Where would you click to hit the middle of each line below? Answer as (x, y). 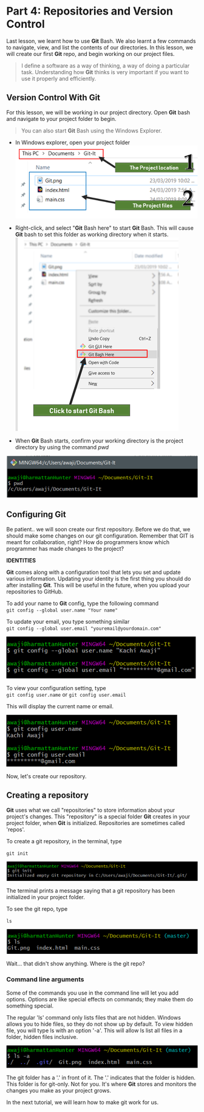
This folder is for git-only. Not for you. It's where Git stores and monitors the (101, 1084)
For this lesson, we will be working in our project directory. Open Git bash (98, 112)
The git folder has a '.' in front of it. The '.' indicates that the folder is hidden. (101, 1078)
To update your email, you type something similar (68, 621)
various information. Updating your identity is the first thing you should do (99, 578)
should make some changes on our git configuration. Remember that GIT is (100, 536)
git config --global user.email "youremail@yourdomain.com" (84, 628)
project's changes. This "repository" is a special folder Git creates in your (98, 817)
